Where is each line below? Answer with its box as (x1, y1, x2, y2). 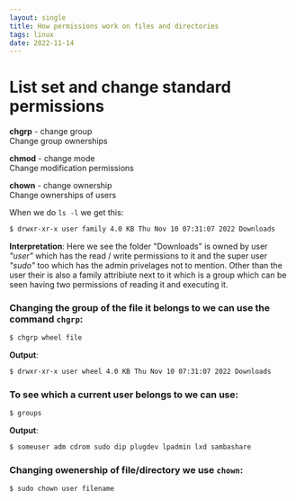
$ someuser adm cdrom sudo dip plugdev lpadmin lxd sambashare (9, 442, 252, 451)
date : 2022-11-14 (9, 38, 75, 48)
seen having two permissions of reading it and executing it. (9, 279, 229, 290)
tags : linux (9, 30, 54, 39)
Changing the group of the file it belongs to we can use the (9, 301, 271, 314)
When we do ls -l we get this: (9, 207, 124, 218)
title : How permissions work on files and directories (9, 22, 220, 31)
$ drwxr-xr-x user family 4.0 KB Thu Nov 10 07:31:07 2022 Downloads (9, 224, 276, 234)
